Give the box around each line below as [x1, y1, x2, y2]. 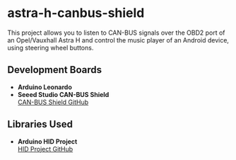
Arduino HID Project [17, 137, 78, 146]
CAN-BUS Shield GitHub [17, 98, 89, 106]
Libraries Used [7, 118, 73, 130]
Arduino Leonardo [17, 83, 73, 91]
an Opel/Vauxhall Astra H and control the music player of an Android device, [7, 35, 230, 44]
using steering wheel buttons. [7, 43, 94, 52]
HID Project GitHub [17, 144, 73, 153]
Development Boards [7, 64, 102, 76]
